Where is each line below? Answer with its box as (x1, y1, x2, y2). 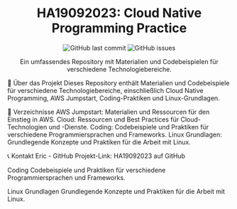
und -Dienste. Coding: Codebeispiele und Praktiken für (48, 122, 209, 131)
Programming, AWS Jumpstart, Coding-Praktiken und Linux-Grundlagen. (7, 94, 220, 102)
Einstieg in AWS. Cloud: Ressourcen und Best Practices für (7, 115, 180, 124)
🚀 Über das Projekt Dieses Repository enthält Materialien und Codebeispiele (7, 78, 230, 87)
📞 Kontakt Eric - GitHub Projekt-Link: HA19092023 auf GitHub (7, 151, 186, 160)
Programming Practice (51, 20, 187, 36)
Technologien (7, 122, 48, 131)
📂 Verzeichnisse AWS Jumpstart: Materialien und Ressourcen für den (7, 107, 210, 116)
